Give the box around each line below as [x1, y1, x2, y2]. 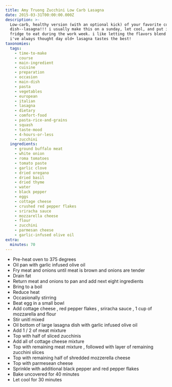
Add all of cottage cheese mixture [12, 338, 84, 344]
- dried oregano [14, 170, 50, 175]
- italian [14, 98, 36, 103]
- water [14, 185, 31, 190]
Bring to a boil [12, 284, 42, 290]
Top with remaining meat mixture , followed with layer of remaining [12, 343, 154, 350]
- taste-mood [14, 127, 42, 132]
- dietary [14, 108, 36, 113]
